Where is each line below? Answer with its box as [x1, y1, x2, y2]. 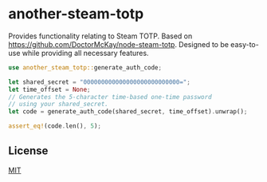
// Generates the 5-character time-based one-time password [8, 93, 213, 101]
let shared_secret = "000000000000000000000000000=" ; [8, 77, 191, 86]
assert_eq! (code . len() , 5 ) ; [8, 122, 102, 130]
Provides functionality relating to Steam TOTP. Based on [8, 31, 193, 41]
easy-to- [230, 39, 259, 49]
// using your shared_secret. [8, 101, 109, 109]
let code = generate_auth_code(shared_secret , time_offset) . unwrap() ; [8, 108, 248, 116]
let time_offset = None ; [8, 85, 91, 93]
